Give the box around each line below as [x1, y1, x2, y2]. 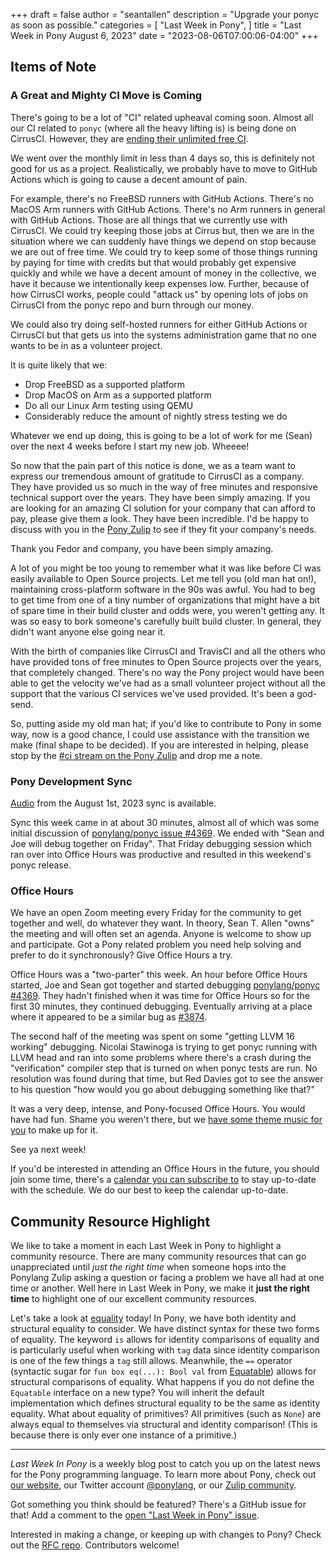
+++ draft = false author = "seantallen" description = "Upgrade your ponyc [10, 9, 320, 20]
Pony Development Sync [10, 774, 133, 788]
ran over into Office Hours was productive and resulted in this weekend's [10, 848, 312, 860]
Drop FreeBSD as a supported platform [24, 378, 186, 390]
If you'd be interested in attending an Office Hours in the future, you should [10, 1163, 320, 1175]
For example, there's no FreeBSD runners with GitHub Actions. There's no [10, 192, 314, 204]
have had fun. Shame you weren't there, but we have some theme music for [10, 1114, 323, 1126]
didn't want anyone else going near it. [10, 625, 166, 638]
